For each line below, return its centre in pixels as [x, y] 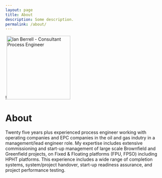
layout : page [19, 10]
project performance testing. [35, 170]
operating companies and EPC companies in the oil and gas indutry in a [80, 138]
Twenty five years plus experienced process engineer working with [76, 132]
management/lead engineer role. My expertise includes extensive [74, 143]
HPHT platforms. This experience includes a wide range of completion [79, 159]
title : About [19, 15]
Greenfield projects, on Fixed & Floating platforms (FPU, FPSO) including [81, 154]
